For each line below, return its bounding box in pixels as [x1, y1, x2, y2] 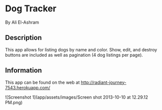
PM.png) [5, 99, 23, 105]
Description [5, 34, 42, 42]
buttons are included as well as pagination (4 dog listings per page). [5, 52, 143, 58]
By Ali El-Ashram [5, 19, 39, 25]
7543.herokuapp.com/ [5, 84, 51, 90]
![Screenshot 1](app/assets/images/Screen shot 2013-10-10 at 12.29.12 [5, 94, 148, 100]
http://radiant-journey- [80, 79, 127, 85]
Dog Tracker [5, 3, 57, 14]
